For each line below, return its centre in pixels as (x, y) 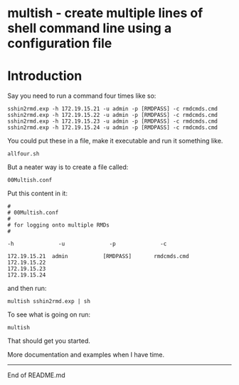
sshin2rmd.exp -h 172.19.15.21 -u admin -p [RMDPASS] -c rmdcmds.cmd (113, 109)
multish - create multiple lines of (105, 13)
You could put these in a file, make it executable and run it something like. (115, 141)
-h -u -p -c (87, 244)
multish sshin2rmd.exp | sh (49, 302)
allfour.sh (23, 154)
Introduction (45, 76)
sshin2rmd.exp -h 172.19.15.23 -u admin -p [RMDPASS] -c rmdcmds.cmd (113, 122)
